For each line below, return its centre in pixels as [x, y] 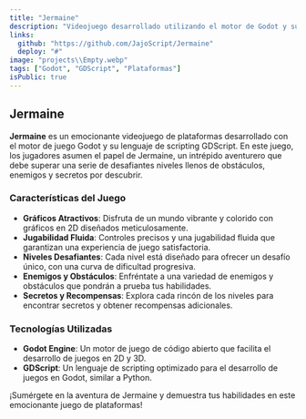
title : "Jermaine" [44, 18]
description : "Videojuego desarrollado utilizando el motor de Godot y [148, 26]
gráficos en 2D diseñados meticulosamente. [105, 228]
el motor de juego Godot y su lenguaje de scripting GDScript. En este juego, [152, 146]
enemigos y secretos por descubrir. [76, 175]
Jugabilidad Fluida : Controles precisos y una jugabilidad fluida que [149, 237]
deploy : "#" [41, 52]
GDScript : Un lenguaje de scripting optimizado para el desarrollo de [150, 368]
